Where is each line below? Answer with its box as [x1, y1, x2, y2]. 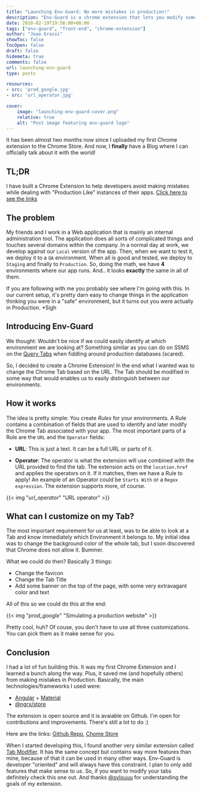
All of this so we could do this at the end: [6, 600, 106, 607]
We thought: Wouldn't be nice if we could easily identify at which [6, 337, 166, 344]
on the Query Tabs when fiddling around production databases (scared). [6, 350, 185, 357]
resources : [6, 81, 33, 87]
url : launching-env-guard [6, 64, 71, 71]
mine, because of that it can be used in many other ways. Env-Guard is [6, 755, 181, 762]
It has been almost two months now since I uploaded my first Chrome [6, 136, 178, 144]
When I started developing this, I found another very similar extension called [6, 742, 194, 749]
